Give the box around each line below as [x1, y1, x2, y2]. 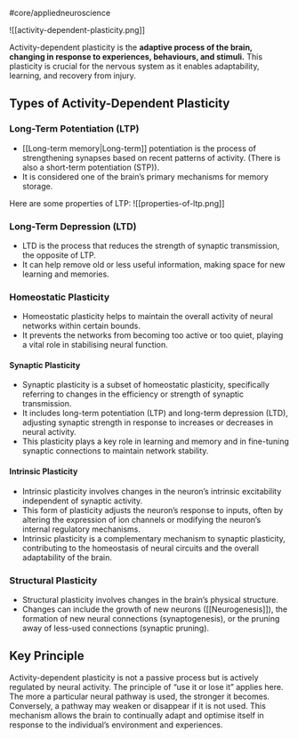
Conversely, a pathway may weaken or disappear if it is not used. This [9, 700, 267, 711]
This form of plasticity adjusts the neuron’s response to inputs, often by [21, 504, 284, 515]
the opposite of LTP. [21, 249, 96, 261]
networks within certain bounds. [21, 320, 141, 332]
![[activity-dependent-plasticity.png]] [9, 25, 145, 35]
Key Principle [9, 648, 85, 663]
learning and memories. [21, 269, 109, 279]
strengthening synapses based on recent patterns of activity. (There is [21, 152, 281, 163]
